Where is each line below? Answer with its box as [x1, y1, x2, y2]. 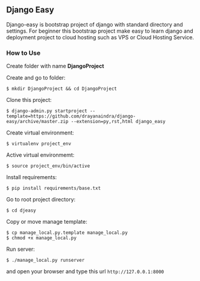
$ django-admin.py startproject [6, 108, 87, 114]
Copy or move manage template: [6, 218, 87, 226]
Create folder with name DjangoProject [6, 63, 104, 70]
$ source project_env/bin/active [6, 163, 90, 169]
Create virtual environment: [6, 129, 74, 136]
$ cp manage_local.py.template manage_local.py [6, 230, 128, 236]
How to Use [6, 48, 41, 57]
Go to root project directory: [6, 196, 76, 203]
